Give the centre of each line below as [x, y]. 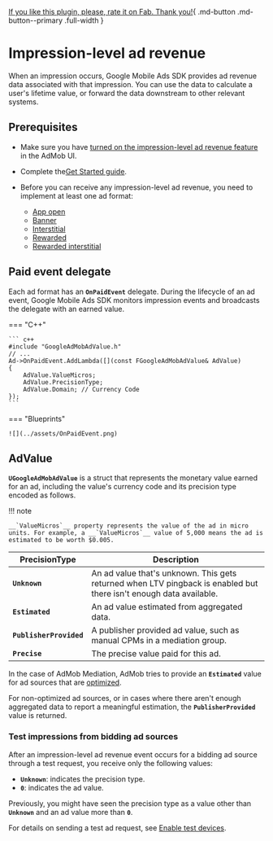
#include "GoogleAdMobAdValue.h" [65, 346]
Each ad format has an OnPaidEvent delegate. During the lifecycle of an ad [132, 291]
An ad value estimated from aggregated [167, 607]
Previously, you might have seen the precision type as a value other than [130, 803]
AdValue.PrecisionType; [63, 382]
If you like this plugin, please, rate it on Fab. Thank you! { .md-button [122, 12]
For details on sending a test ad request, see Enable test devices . [117, 828]
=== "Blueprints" [37, 418]
